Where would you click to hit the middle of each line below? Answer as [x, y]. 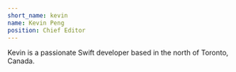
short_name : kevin [38, 15]
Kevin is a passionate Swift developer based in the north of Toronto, [118, 53]
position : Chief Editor [47, 30]
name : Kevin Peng [36, 23]
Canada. [21, 61]
